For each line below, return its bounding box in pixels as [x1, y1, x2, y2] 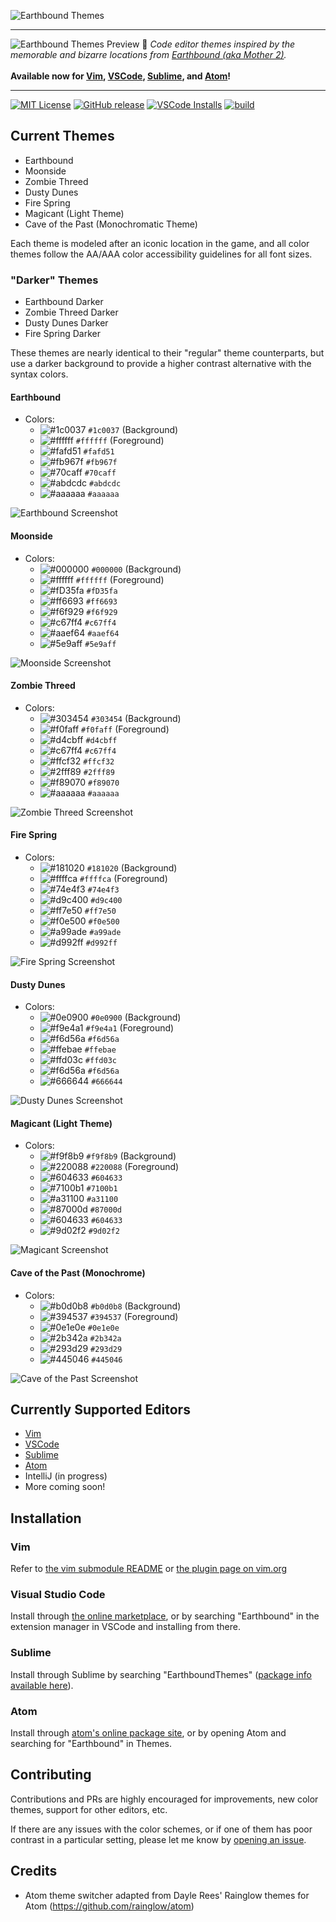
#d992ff [85, 938, 118, 948]
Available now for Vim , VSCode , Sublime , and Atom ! [10, 70, 232, 82]
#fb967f [85, 458, 118, 468]
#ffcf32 [83, 756, 115, 767]
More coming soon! [24, 1481, 106, 1493]
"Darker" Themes [10, 273, 99, 287]
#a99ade [89, 927, 122, 937]
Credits [10, 1863, 58, 1880]
